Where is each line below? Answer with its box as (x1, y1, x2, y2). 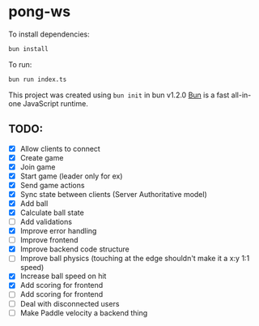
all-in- (231, 90, 252, 100)
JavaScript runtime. (23, 98, 89, 108)
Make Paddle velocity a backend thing (19, 307, 148, 318)
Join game (19, 161, 56, 172)
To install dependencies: (8, 29, 91, 39)
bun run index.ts (8, 75, 67, 84)
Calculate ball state (19, 208, 85, 217)
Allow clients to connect (19, 144, 101, 153)
